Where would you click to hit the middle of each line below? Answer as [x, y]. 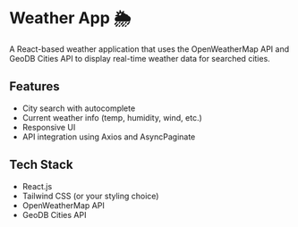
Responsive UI [49, 127]
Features [34, 87]
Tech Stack [41, 165]
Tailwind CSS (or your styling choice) [90, 196]
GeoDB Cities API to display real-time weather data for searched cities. [140, 58]
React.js [37, 186]
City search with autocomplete [79, 108]
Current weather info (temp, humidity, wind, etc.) [112, 117]
